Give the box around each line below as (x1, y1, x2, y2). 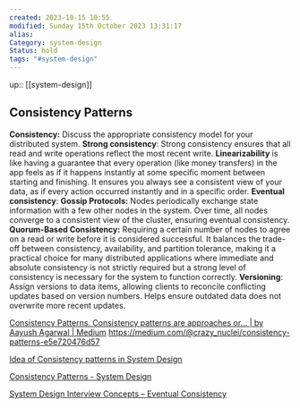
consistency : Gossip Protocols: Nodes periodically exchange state (9, 195, 259, 206)
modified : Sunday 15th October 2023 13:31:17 (9, 21, 182, 30)
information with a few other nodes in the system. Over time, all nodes (9, 205, 269, 216)
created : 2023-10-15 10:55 (9, 13, 110, 22)
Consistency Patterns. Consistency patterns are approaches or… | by (9, 317, 264, 327)
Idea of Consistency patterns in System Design (9, 353, 183, 364)
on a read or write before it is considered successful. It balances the (9, 234, 261, 244)
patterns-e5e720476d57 (9, 336, 100, 347)
